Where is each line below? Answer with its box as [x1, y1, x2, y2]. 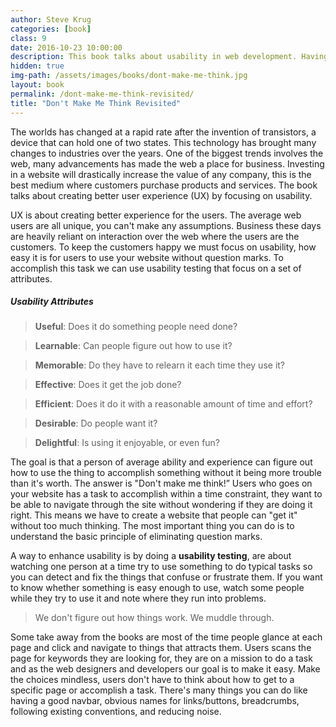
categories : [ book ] [10, 24, 92, 34]
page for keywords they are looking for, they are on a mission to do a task [10, 652, 313, 665]
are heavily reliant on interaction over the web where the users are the [10, 230, 300, 242]
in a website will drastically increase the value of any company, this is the [10, 168, 312, 180]
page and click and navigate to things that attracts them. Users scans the [10, 642, 312, 654]
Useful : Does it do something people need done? [34, 321, 238, 333]
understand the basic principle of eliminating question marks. [10, 531, 263, 543]
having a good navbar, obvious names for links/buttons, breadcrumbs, [10, 695, 300, 707]
